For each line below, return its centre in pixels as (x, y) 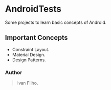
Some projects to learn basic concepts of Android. (56, 22)
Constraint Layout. (31, 49)
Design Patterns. (29, 60)
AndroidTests (33, 9)
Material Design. (29, 54)
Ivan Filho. (27, 83)
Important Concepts (36, 38)
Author (14, 72)
